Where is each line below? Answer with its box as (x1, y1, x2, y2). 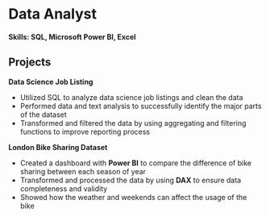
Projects (8, 56, 52, 69)
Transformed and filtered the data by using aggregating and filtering (19, 118, 247, 127)
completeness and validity (19, 183, 108, 194)
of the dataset (19, 110, 67, 119)
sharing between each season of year (19, 166, 147, 176)
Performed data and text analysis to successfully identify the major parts (19, 101, 262, 111)
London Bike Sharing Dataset (8, 142, 108, 152)
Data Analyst (8, 5, 98, 23)
